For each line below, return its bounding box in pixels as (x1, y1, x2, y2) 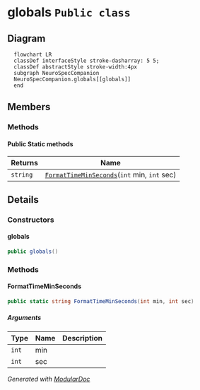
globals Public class (7, 4, 131, 20)
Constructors (7, 215, 54, 225)
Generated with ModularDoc (7, 374, 90, 383)
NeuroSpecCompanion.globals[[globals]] (13, 76, 131, 83)
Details (7, 194, 39, 206)
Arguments (7, 313, 42, 321)
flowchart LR (13, 51, 52, 58)
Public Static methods (7, 139, 73, 148)
